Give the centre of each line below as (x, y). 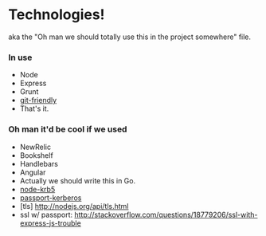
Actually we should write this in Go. (78, 180)
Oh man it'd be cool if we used (68, 129)
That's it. (34, 108)
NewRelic (35, 147)
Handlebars (39, 163)
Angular (33, 172)
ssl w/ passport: (46, 214)
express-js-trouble (50, 223)
